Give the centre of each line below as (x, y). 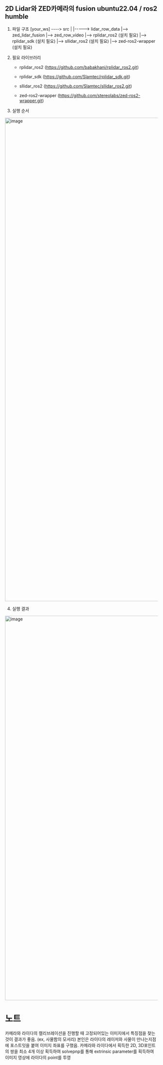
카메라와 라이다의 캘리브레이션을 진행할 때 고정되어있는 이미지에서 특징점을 (76, 1033)
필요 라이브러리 (26, 57)
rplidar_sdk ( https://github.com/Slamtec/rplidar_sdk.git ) (75, 76)
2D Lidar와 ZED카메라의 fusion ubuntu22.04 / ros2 (81, 9)
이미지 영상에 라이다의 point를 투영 (38, 1057)
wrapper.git (31, 101)
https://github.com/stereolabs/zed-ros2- (100, 95)
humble (17, 17)
